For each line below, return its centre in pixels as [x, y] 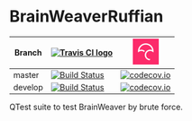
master [26, 74]
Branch [28, 53]
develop [28, 87]
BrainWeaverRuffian [87, 17]
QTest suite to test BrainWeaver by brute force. [96, 107]
